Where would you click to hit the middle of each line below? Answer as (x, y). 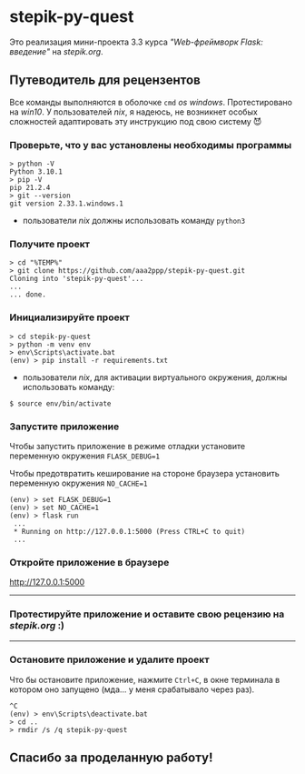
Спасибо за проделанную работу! (111, 758)
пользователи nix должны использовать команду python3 (134, 221)
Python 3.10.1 (36, 172)
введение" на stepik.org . (56, 51)
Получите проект (50, 244)
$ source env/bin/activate (60, 403)
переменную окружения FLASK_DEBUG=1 (85, 456)
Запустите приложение (64, 427)
